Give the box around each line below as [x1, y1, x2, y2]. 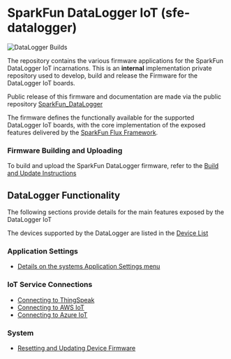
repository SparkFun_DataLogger [7, 99, 103, 108]
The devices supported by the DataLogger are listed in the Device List [7, 229, 209, 237]
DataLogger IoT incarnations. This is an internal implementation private [7, 64, 212, 72]
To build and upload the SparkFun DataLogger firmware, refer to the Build [7, 162, 219, 170]
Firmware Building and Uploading [7, 146, 123, 155]
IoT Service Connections [7, 280, 93, 290]
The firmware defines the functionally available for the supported [7, 113, 195, 122]
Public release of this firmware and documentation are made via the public [7, 92, 222, 101]
